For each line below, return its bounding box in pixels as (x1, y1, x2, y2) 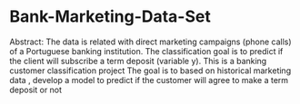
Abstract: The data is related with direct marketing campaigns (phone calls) (9, 36, 293, 47)
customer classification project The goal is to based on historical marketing (9, 65, 292, 76)
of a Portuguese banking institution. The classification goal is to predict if (9, 45, 284, 56)
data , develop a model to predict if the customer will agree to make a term (9, 74, 289, 85)
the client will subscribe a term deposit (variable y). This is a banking (9, 55, 267, 66)
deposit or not (9, 84, 62, 95)
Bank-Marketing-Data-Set (9, 6, 211, 27)
